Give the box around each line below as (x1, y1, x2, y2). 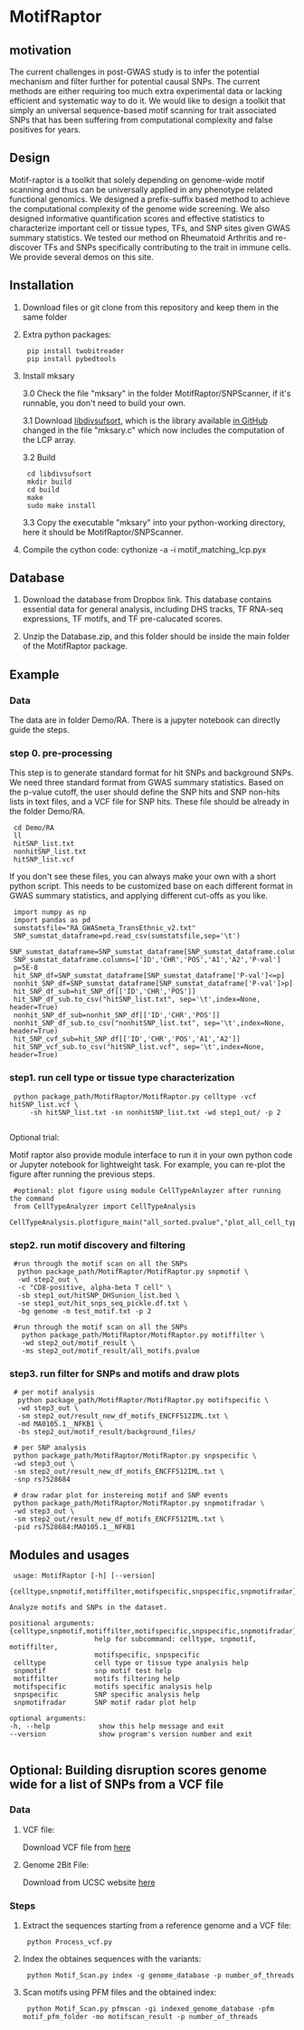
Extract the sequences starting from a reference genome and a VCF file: (22, 1920, 292, 1931)
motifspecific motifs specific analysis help (13, 1682, 213, 1691)
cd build (26, 485, 61, 495)
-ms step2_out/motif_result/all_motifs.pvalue (21, 1347, 201, 1356)
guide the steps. (9, 725, 70, 736)
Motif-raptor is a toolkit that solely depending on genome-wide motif (9, 174, 265, 185)
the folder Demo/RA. (9, 806, 86, 817)
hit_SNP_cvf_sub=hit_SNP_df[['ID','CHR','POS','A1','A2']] (13, 1034, 242, 1044)
